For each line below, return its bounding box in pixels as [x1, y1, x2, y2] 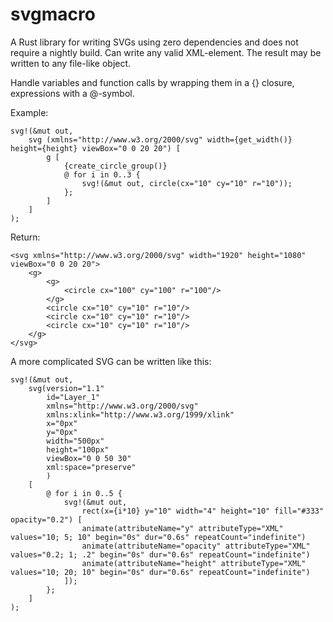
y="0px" [46, 427, 78, 437]
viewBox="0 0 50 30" [46, 453, 132, 463]
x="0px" [46, 418, 78, 428]
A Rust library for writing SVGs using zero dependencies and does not [10, 36, 299, 48]
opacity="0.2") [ [10, 514, 83, 525]
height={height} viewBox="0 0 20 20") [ [10, 143, 182, 153]
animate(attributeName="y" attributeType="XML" [81, 523, 284, 533]
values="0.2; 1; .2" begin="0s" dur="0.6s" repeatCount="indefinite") [10, 549, 311, 560]
